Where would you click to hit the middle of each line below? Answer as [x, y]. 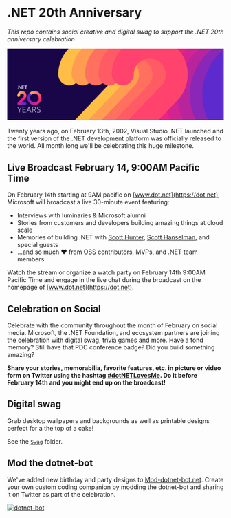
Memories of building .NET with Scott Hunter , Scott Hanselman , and [113, 237]
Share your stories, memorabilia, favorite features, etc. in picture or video [114, 368]
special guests [37, 245]
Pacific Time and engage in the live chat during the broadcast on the [104, 280]
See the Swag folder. [35, 441]
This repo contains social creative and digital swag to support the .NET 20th [115, 32]
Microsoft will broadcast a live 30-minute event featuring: [88, 202]
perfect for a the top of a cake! [51, 428]
